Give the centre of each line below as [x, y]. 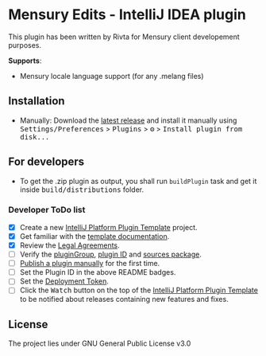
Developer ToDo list [47, 210]
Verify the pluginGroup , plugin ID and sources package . [111, 254]
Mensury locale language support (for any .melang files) [112, 76]
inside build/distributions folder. [82, 190]
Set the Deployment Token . [64, 281]
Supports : [25, 61]
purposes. [25, 45]
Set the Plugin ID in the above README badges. [98, 272]
